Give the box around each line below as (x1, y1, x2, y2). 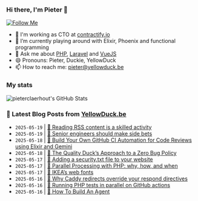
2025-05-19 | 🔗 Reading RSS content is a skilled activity (15, 124, 152, 131)
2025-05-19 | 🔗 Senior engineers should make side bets (15, 130, 153, 137)
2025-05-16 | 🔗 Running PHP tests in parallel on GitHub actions (15, 181, 171, 188)
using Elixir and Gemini (15, 142, 73, 150)
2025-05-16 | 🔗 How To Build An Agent (15, 188, 110, 195)
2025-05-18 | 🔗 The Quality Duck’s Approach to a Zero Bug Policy (15, 149, 177, 156)
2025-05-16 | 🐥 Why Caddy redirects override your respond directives (15, 175, 188, 182)
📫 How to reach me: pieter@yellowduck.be (15, 64, 124, 71)
